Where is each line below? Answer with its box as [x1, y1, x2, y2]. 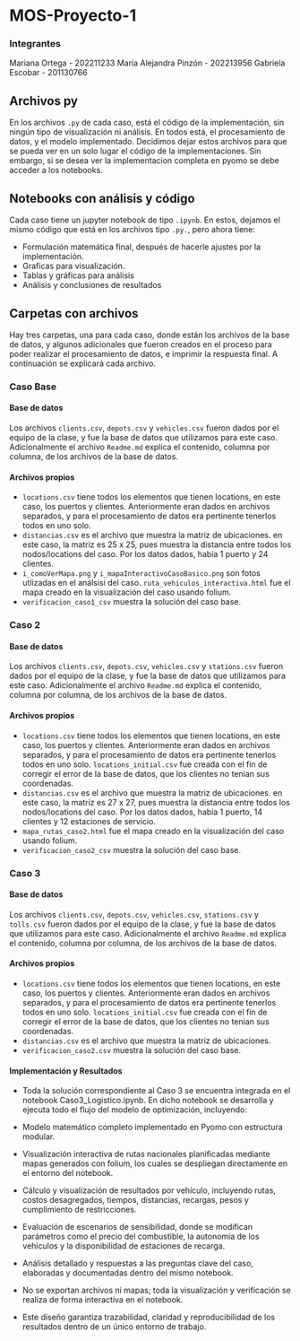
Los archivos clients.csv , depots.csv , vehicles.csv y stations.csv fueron [9, 661, 284, 672]
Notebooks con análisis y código [9, 190, 195, 206]
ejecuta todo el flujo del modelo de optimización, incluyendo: [21, 1104, 248, 1115]
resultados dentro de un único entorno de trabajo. [21, 1321, 207, 1332]
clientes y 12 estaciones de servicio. [21, 815, 157, 826]
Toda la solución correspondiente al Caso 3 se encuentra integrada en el [21, 1085, 291, 1096]
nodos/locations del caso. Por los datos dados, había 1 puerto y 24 [21, 549, 269, 560]
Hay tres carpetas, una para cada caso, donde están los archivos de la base [9, 329, 290, 340]
